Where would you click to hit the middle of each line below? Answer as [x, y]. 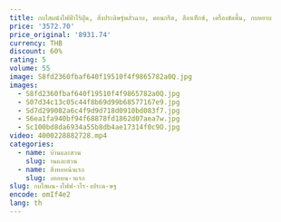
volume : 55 [30, 69]
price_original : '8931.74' [60, 34]
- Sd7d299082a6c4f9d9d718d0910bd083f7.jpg [99, 111]
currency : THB [36, 43]
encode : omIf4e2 [40, 195]
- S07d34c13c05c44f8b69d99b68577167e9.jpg [99, 102]
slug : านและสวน [52, 161]
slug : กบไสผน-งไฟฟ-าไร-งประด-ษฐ [63, 187]
